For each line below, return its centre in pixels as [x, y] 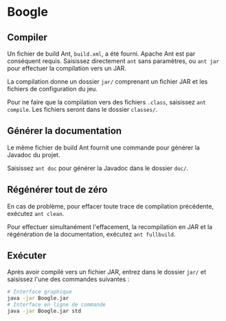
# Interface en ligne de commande [57, 305]
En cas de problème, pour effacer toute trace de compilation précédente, [111, 206]
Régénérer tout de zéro [57, 190]
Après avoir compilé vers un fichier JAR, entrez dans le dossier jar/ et [106, 272]
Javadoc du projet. [34, 154]
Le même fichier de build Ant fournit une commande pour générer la [104, 147]
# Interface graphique [39, 292]
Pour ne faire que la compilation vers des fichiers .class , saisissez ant [106, 102]
